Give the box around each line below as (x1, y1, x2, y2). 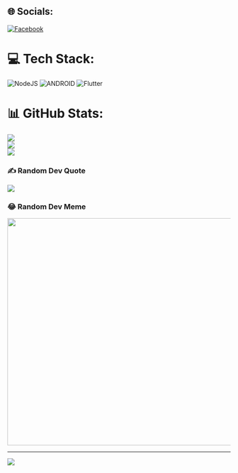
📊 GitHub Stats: (7, 105, 104, 121)
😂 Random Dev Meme (7, 202, 86, 212)
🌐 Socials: (7, 6, 54, 18)
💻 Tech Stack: (7, 51, 95, 67)
